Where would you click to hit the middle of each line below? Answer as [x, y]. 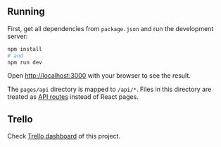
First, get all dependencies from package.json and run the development [110, 28]
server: [18, 36]
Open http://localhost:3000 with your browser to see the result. [99, 76]
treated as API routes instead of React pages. [73, 97]
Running [26, 12]
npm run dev [25, 62]
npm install [25, 49]
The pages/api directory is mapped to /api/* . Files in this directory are [109, 89]
